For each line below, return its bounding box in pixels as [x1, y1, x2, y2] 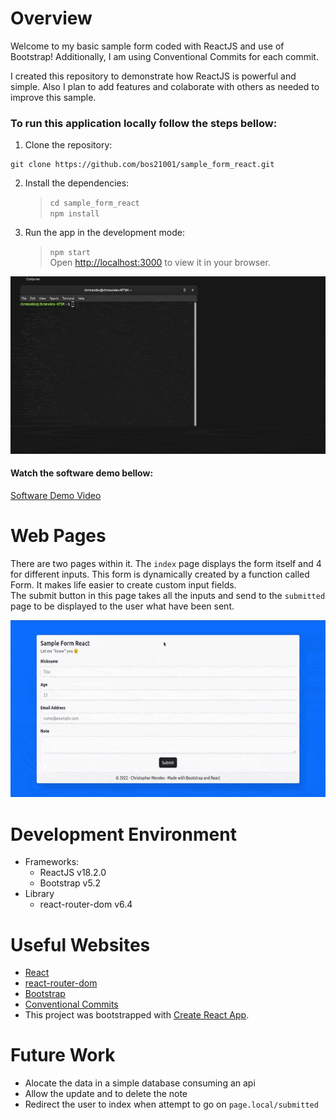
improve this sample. [10, 91, 97, 103]
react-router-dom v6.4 [39, 898, 133, 911]
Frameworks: [24, 856, 80, 868]
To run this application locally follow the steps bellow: [10, 116, 278, 130]
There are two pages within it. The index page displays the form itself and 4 [10, 557, 322, 569]
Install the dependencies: [24, 177, 130, 189]
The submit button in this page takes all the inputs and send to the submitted [10, 589, 326, 601]
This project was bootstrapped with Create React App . [24, 1009, 250, 1021]
